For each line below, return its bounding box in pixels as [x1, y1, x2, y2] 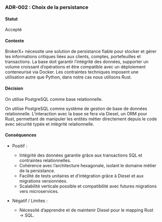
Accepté [5, 27, 22, 32]
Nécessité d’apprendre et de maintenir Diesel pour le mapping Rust [19, 207, 154, 213]
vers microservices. [19, 188, 59, 194]
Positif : [12, 143, 28, 149]
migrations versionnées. [19, 178, 68, 184]
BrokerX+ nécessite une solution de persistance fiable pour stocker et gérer [5, 48, 157, 54]
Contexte [5, 38, 24, 44]
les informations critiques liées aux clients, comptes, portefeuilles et [5, 54, 141, 60]
